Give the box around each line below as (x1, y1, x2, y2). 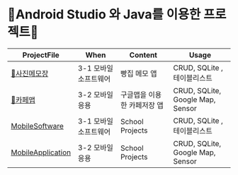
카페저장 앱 (128, 100, 164, 110)
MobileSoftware (11, 121, 64, 131)
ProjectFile (22, 50, 60, 60)
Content (129, 50, 158, 60)
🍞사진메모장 (11, 68, 49, 78)
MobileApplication (11, 147, 72, 157)
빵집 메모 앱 (120, 68, 157, 78)
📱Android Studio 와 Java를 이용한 (7, 6, 201, 23)
